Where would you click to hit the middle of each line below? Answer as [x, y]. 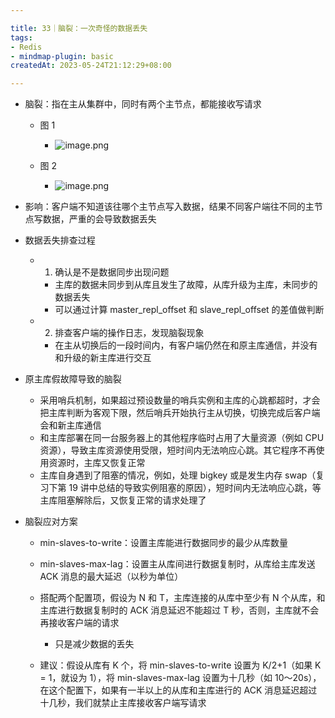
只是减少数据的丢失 [94, 644]
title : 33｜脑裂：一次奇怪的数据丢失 [79, 28]
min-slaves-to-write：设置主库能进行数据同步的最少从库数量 [164, 543]
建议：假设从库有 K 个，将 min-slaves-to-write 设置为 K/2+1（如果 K [180, 665]
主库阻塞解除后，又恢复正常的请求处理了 [123, 500]
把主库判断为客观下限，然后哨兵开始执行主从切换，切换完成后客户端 [180, 413]
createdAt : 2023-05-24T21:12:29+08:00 [91, 66]
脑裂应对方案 [51, 522]
